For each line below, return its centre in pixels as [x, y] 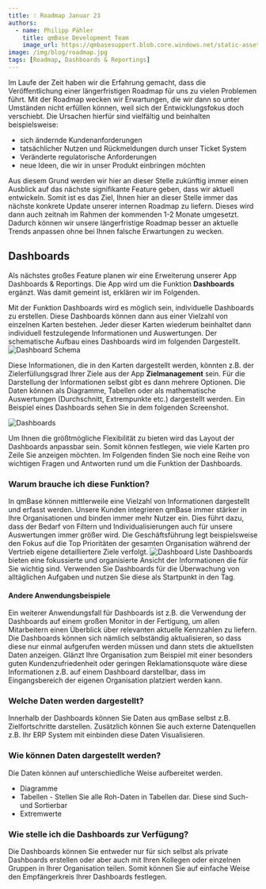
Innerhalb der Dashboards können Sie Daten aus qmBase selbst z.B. [120, 718]
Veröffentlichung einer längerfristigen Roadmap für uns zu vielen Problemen [133, 90]
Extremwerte [40, 814]
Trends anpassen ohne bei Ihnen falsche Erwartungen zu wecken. [116, 231]
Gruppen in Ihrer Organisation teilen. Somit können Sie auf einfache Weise [129, 868]
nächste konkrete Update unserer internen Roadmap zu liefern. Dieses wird [131, 206]
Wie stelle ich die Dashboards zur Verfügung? [98, 834]
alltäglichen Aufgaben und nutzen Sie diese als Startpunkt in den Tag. [122, 577]
